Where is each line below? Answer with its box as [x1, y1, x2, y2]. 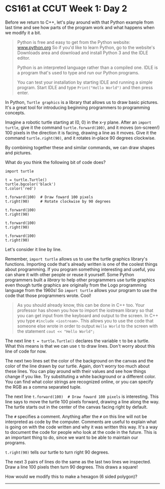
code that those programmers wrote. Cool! [5, 293, 91, 298]
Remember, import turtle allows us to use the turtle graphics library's [5, 256, 148, 261]
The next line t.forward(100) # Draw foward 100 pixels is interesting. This [5, 393, 159, 399]
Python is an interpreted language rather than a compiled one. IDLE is [17, 65, 158, 70]
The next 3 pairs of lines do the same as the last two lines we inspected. [5, 458, 151, 464]
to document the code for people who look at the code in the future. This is [5, 429, 157, 435]
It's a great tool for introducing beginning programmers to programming [5, 104, 150, 110]
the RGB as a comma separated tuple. [5, 384, 82, 390]
